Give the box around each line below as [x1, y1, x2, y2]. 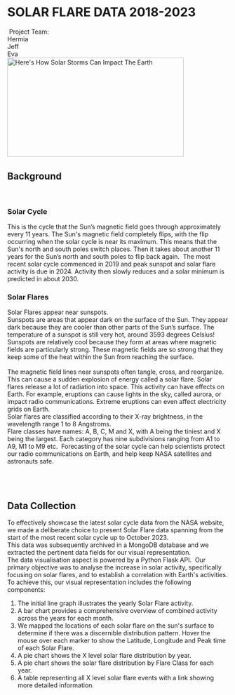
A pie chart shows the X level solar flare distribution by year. [17, 652, 192, 660]
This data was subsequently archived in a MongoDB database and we [7, 541, 209, 549]
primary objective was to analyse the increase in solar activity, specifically [7, 563, 222, 572]
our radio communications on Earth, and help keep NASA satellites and [7, 450, 212, 458]
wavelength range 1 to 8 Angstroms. [7, 420, 112, 429]
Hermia [7, 34, 29, 43]
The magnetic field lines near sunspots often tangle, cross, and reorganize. [7, 367, 224, 376]
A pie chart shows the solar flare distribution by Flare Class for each [17, 659, 214, 667]
